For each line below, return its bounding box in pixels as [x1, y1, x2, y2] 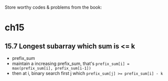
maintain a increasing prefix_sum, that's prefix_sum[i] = [12, 60, 130, 66]
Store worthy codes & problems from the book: [5, 5, 102, 10]
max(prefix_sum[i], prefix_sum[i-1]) [12, 66, 92, 71]
